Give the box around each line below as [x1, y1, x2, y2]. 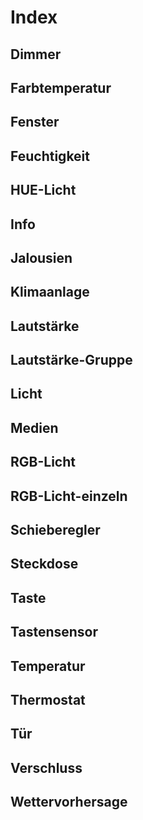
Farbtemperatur [10, 79, 112, 96]
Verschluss [10, 759, 83, 776]
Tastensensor [10, 624, 99, 641]
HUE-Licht [10, 182, 77, 199]
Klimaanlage [10, 284, 90, 301]
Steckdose [10, 556, 79, 573]
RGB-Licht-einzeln [10, 487, 128, 505]
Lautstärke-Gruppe [10, 352, 133, 369]
